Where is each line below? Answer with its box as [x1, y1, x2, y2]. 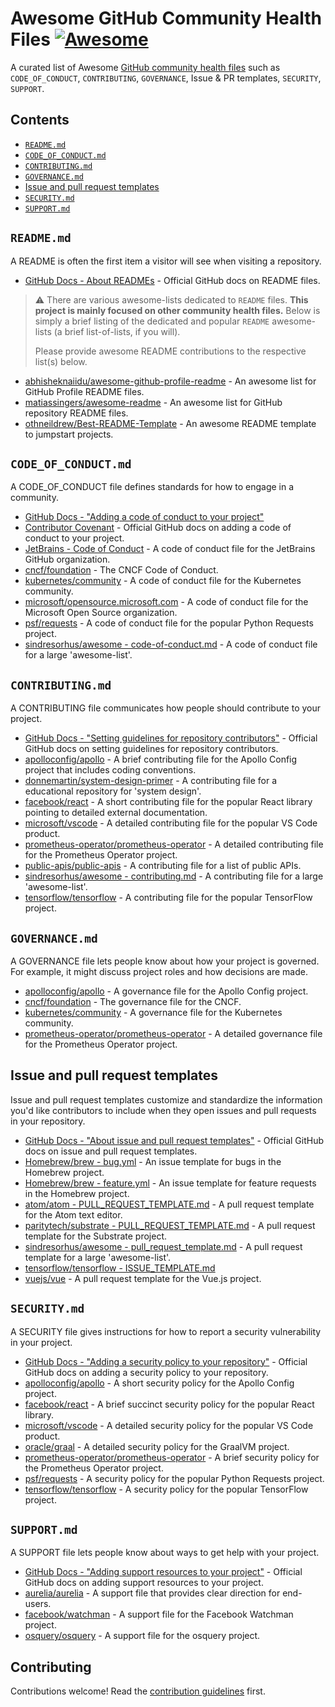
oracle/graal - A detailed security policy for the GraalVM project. [24, 1440, 290, 1452]
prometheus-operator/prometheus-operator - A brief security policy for [24, 1451, 320, 1463]
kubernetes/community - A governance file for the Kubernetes [24, 1007, 283, 1018]
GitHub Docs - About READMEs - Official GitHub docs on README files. [24, 274, 321, 286]
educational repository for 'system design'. [24, 785, 202, 797]
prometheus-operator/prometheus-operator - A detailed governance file [24, 1028, 323, 1039]
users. [24, 1598, 52, 1610]
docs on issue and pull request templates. [24, 1145, 198, 1157]
